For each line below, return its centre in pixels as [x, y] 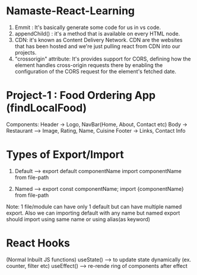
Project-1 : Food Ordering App [81, 95]
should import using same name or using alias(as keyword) [78, 219]
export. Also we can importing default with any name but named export [93, 213]
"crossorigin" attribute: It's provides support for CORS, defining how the [103, 59]
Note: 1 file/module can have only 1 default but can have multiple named [94, 206]
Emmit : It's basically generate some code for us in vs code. [88, 27]
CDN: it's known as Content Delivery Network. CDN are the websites [99, 40]
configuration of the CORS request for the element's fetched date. [96, 71]
